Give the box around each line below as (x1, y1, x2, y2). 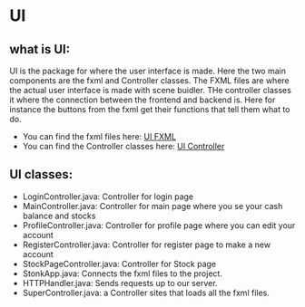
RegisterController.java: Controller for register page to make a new (22, 239, 271, 250)
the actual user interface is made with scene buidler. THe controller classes (9, 85, 292, 95)
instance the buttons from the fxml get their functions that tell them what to (9, 104, 290, 114)
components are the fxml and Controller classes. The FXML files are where (9, 75, 290, 86)
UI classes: (9, 167, 74, 182)
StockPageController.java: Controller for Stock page (22, 258, 216, 269)
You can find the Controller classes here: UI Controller (22, 141, 225, 151)
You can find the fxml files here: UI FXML (22, 131, 177, 141)
